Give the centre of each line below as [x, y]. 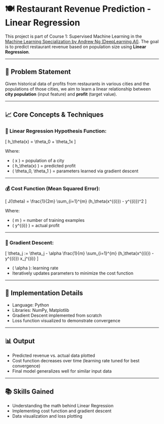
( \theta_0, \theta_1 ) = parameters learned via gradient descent [75, 171]
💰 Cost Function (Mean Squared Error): [53, 188]
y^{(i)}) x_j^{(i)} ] [22, 259]
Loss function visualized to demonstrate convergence [66, 320]
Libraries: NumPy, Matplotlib [41, 310]
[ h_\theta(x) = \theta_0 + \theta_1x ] [41, 141]
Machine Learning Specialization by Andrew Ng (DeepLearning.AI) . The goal [82, 41]
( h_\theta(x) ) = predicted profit [44, 166]
